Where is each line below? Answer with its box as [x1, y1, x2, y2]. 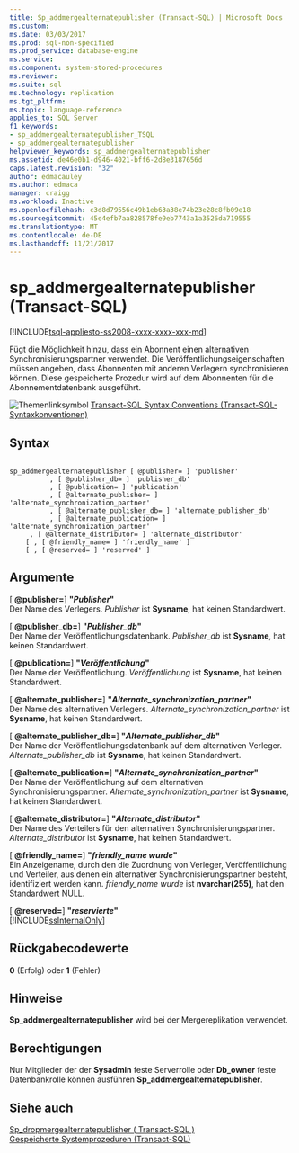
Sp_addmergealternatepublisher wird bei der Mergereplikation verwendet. [9, 1014, 288, 1025]
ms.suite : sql [9, 80, 63, 89]
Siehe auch [9, 1100, 74, 1115]
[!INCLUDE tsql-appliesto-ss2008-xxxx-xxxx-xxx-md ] [9, 326, 207, 337]
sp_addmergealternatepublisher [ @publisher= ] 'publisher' [9, 467, 240, 476]
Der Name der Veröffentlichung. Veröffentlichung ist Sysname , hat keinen [9, 666, 283, 677]
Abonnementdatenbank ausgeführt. [9, 382, 142, 393]
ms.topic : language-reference [9, 105, 123, 114]
